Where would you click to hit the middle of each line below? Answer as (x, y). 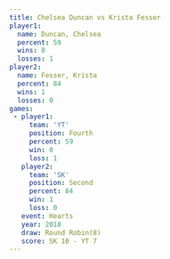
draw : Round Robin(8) (61, 232)
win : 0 (41, 150)
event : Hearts (47, 216)
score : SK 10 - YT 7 (59, 241)
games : (21, 109)
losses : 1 (35, 59)
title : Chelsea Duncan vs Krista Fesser (85, 17)
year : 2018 (41, 224)
